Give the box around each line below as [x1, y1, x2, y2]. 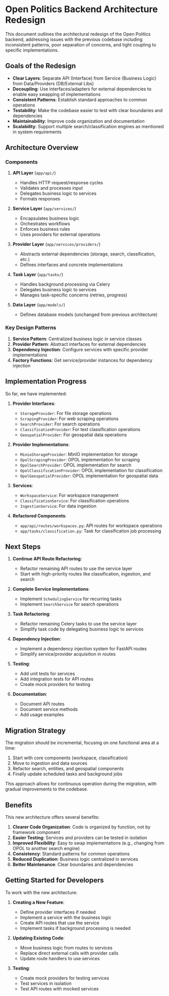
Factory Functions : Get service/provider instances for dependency [12, 357, 153, 363]
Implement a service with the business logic [20, 914, 112, 920]
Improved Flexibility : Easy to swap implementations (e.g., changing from [12, 840, 164, 846]
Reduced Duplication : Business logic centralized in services [12, 856, 138, 862]
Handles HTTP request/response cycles [20, 180, 103, 186]
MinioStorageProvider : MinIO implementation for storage [20, 451, 138, 457]
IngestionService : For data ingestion [20, 503, 97, 509]
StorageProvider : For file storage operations [20, 410, 112, 416]
